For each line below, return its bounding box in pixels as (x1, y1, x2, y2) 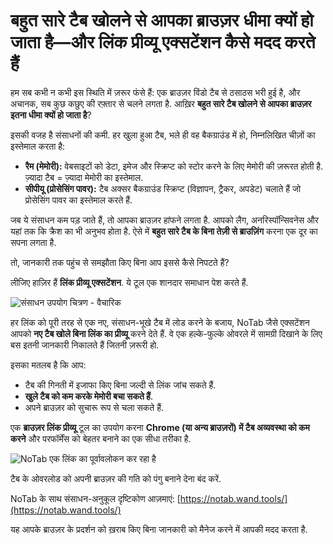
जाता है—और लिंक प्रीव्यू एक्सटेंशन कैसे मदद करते (10, 31, 316, 54)
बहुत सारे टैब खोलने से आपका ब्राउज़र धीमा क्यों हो (10, 9, 314, 32)
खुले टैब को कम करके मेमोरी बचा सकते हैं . (24, 390, 153, 402)
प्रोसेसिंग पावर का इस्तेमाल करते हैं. (24, 194, 133, 206)
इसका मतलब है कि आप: (10, 359, 87, 371)
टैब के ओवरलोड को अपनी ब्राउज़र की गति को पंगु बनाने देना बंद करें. (10, 472, 222, 484)
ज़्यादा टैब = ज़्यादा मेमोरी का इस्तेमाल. (24, 171, 144, 183)
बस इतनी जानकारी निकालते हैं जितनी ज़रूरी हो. (10, 339, 160, 351)
